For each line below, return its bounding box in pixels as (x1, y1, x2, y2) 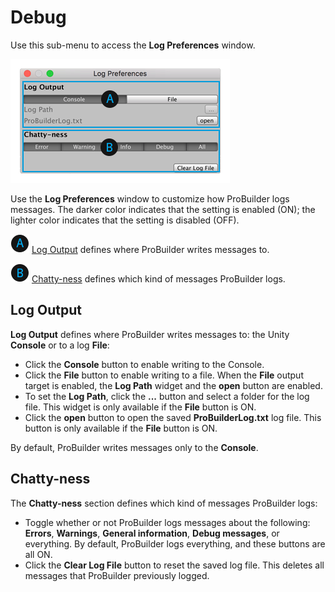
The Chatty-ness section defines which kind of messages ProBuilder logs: (10, 497, 318, 509)
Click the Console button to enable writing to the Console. (24, 358, 265, 370)
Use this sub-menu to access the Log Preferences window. (10, 39, 256, 51)
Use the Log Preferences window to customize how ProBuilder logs (10, 192, 290, 205)
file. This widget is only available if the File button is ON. (24, 401, 257, 413)
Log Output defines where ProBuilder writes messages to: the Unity (10, 328, 290, 340)
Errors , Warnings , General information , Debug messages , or (24, 527, 280, 539)
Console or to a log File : (10, 339, 110, 351)
